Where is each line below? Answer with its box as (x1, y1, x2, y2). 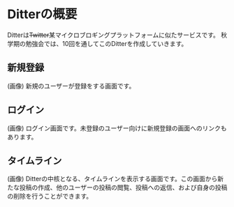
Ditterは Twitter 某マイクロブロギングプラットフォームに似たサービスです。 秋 (7, 31, 228, 39)
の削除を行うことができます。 (7, 192, 93, 201)
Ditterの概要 (7, 6, 78, 22)
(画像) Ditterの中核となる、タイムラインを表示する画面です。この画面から (7, 175, 218, 183)
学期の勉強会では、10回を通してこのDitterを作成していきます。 (7, 39, 188, 47)
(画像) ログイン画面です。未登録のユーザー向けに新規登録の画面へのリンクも (7, 123, 227, 132)
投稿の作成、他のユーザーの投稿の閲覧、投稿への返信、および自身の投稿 (19, 183, 228, 192)
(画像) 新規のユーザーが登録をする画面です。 (7, 82, 136, 90)
